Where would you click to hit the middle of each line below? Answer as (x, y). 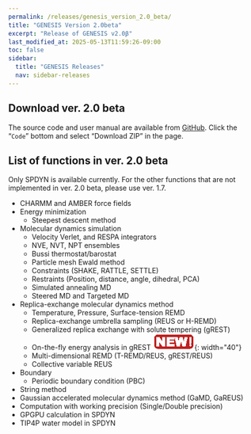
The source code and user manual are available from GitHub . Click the (123, 128)
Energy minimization (53, 212)
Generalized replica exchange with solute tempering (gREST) (131, 329)
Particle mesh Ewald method (78, 262)
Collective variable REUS (72, 364)
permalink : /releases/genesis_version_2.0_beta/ (90, 17)
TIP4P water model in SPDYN (68, 423)
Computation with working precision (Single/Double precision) (121, 406)
